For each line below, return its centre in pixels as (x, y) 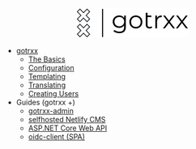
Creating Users (53, 94)
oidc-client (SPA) (56, 136)
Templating (47, 77)
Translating (47, 85)
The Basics (47, 59)
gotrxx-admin (51, 111)
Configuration (51, 68)
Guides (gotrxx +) (45, 102)
